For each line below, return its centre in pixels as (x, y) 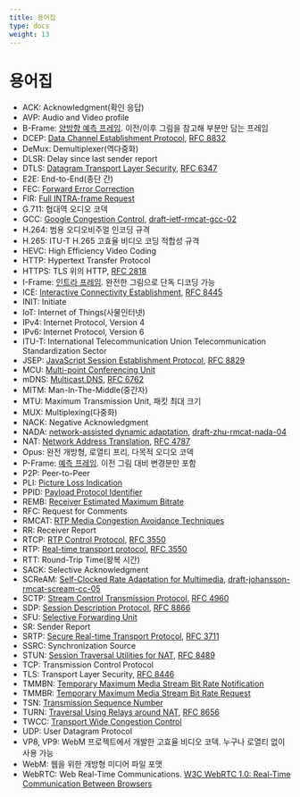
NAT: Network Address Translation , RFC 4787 (106, 441)
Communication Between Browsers (87, 784)
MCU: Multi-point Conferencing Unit (89, 370)
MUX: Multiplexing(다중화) (70, 413)
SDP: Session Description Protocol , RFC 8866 (106, 608)
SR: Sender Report (56, 627)
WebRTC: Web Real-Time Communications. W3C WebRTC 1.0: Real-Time (156, 775)
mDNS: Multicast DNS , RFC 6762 (83, 380)
